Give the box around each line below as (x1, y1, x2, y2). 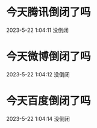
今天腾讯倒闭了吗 (6, 5, 92, 19)
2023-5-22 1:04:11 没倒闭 (6, 26, 69, 34)
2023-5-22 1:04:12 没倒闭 (6, 70, 70, 78)
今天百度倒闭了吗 (6, 94, 92, 108)
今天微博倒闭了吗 (6, 50, 92, 64)
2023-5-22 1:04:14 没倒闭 (6, 115, 70, 122)
